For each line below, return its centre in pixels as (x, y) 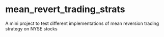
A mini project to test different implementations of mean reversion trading (82, 23)
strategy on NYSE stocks (31, 28)
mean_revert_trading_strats (65, 9)
